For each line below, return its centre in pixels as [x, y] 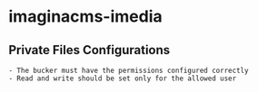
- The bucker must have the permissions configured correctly [129, 70]
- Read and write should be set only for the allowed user [123, 78]
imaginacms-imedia [85, 17]
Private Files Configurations [89, 50]
